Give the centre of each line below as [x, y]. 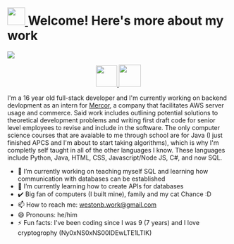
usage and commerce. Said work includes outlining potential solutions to [113, 113]
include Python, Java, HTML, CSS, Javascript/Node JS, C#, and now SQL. [115, 158]
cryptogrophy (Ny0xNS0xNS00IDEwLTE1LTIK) [85, 233]
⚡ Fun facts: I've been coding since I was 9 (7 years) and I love [108, 222]
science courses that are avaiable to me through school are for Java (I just [115, 135]
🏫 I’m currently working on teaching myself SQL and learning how [113, 171]
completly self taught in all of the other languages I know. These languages [116, 150]
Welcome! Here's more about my [126, 21]
